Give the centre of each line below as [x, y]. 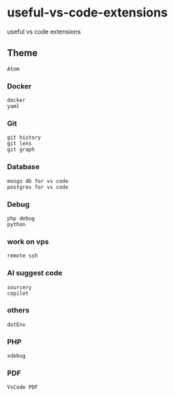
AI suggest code [35, 273]
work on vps [28, 241]
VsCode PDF [23, 387]
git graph [21, 150]
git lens [19, 144]
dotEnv [16, 324]
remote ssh [23, 256]
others [18, 310]
